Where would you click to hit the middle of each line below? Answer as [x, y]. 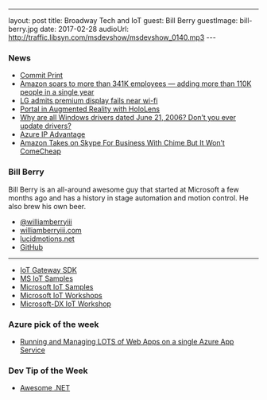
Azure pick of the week [54, 324]
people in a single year [57, 92]
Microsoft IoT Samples [56, 286]
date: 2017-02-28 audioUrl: [84, 29]
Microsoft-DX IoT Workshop [65, 304]
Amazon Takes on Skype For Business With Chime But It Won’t [122, 143]
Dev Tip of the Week [48, 371]
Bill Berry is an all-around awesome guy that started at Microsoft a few [124, 189]
